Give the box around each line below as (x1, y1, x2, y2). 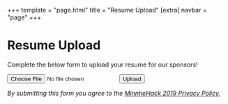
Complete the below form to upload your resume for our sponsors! (7, 60, 199, 69)
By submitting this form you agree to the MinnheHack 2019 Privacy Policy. (7, 89, 221, 97)
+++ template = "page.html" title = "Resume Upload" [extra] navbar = (7, 6, 207, 14)
